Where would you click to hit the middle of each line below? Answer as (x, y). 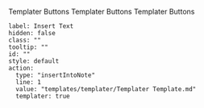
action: (21, 68)
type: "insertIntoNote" (55, 75)
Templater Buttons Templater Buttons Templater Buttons (102, 12)
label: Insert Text (41, 26)
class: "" (25, 40)
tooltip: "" (28, 47)
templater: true (43, 96)
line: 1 (29, 82)
